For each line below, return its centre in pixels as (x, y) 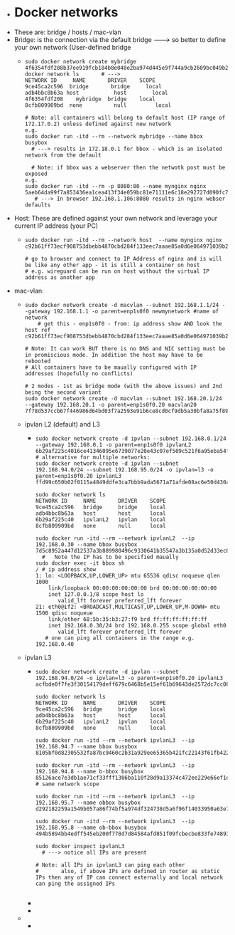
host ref (38, 330)
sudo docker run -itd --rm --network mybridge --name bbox (114, 136)
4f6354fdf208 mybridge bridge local (90, 99)
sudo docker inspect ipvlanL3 (80, 846)
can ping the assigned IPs (75, 884)
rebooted (38, 361)
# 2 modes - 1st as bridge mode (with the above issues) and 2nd (123, 386)
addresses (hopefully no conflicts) (79, 374)
